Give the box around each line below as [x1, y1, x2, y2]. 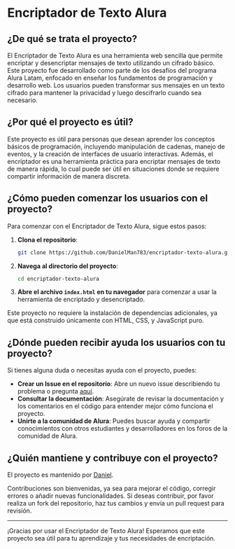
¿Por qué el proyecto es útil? [7, 116, 134, 128]
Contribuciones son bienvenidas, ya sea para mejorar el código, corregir [7, 485, 216, 492]
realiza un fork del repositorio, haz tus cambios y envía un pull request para [7, 499, 225, 507]
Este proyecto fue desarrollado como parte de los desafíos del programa [7, 67, 217, 74]
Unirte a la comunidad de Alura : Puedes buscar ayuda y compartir [17, 417, 211, 425]
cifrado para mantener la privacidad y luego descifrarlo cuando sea [7, 89, 201, 97]
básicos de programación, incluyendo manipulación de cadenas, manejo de [7, 142, 225, 151]
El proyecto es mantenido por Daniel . [7, 471, 114, 479]
